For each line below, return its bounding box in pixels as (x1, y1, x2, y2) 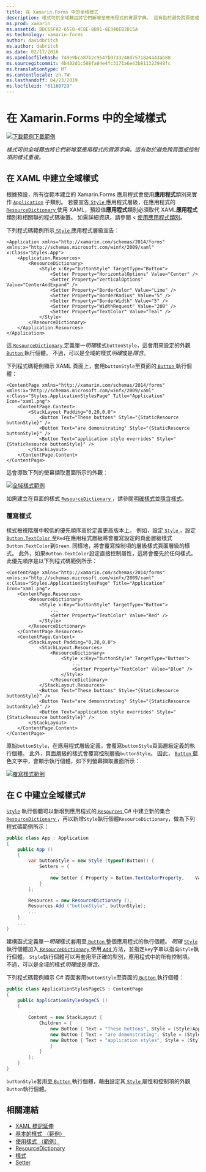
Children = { (39, 1020, 72, 1027)
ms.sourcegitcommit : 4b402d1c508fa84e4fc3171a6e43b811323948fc (6, 60, 171, 66)
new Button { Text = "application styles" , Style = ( (50, 1037, 190, 1043)
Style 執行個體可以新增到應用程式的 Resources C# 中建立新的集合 (6, 807, 171, 815)
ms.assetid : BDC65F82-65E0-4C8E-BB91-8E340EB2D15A (6, 26, 138, 32)
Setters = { (39, 864, 70, 870)
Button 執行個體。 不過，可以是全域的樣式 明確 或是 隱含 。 (6, 349, 149, 356)
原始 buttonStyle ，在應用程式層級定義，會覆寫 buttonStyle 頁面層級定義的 (6, 742, 190, 750)
